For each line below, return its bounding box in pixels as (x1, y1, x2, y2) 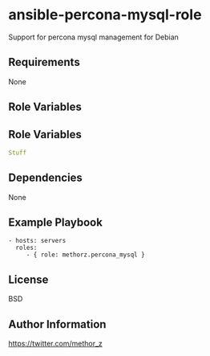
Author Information (8, 317, 107, 331)
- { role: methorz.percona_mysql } (26, 251, 146, 259)
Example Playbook (8, 215, 103, 230)
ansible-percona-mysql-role (8, 6, 202, 24)
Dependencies (8, 171, 83, 185)
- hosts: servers (8, 237, 67, 245)
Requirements (8, 55, 80, 69)
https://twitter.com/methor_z (8, 339, 103, 349)
